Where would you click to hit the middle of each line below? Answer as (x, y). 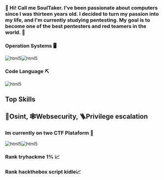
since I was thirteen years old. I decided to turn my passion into (82, 14)
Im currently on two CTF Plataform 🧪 (49, 133)
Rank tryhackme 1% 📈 (32, 156)
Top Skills (20, 99)
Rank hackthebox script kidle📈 (43, 172)
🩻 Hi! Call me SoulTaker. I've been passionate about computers (82, 8)
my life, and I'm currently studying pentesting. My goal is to (78, 20)
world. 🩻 (15, 32)
